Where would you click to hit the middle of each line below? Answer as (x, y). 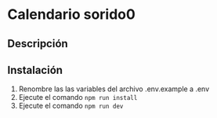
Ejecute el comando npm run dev (71, 106)
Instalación (35, 70)
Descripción (38, 44)
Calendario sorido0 (72, 15)
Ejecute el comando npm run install (78, 98)
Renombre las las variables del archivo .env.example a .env (114, 89)
